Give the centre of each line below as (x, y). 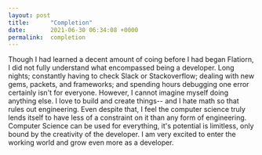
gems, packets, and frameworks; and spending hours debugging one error (129, 85)
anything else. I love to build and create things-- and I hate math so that (124, 101)
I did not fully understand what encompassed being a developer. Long (121, 68)
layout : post (29, 15)
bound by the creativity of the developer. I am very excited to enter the (122, 135)
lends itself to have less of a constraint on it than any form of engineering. (127, 117)
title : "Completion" (50, 23)
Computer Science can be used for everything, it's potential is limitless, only (131, 126)
